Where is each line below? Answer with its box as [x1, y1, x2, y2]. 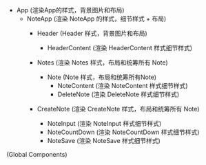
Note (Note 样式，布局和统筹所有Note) [47, 73, 156, 81]
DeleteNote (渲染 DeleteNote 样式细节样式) [57, 90, 180, 98]
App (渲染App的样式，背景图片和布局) [16, 6, 125, 14]
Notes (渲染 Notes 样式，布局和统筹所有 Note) [37, 58, 168, 67]
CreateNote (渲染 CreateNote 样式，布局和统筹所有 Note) [37, 105, 200, 113]
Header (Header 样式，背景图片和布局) [37, 30, 147, 37]
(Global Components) [6, 151, 68, 158]
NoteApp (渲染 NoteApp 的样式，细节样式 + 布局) [26, 14, 167, 23]
